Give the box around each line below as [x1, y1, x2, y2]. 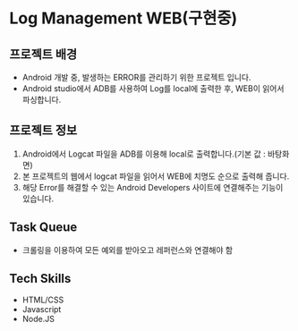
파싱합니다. [21, 95, 62, 105]
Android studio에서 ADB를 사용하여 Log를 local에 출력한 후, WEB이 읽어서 [21, 83, 285, 94]
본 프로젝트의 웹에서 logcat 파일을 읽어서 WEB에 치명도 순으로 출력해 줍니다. [21, 171, 290, 182]
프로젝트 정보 [9, 123, 78, 139]
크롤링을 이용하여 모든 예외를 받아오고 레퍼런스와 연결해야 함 [21, 244, 234, 255]
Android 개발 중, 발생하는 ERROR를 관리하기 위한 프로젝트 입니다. [21, 72, 251, 82]
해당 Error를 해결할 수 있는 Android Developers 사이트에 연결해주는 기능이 [21, 182, 284, 192]
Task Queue [9, 220, 78, 235]
